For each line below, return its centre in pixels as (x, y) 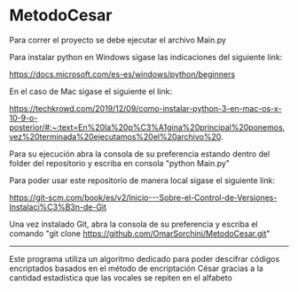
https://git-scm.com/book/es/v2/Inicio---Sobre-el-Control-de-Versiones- (143, 197)
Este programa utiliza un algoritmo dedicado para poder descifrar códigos (145, 258)
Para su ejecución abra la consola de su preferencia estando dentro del (140, 154)
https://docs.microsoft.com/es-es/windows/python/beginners (122, 74)
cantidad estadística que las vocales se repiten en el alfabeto (121, 277)
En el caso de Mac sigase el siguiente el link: (91, 91)
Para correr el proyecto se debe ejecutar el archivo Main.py (118, 40)
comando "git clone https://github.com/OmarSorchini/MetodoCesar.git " (140, 233)
